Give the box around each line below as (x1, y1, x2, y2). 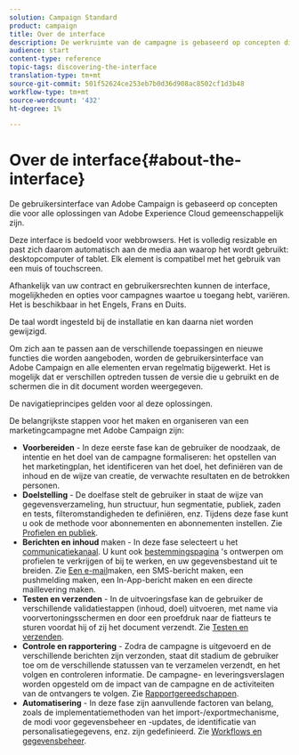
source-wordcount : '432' (9, 95, 101, 105)
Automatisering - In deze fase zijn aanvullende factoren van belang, (21, 698, 274, 709)
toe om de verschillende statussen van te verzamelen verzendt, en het (21, 660, 280, 670)
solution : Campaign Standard (9, 12, 117, 22)
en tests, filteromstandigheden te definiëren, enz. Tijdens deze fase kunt (21, 508, 289, 519)
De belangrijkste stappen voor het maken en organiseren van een (9, 416, 249, 426)
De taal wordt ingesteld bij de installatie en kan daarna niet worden (9, 317, 254, 328)
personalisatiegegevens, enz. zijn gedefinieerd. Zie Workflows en (21, 727, 263, 737)
